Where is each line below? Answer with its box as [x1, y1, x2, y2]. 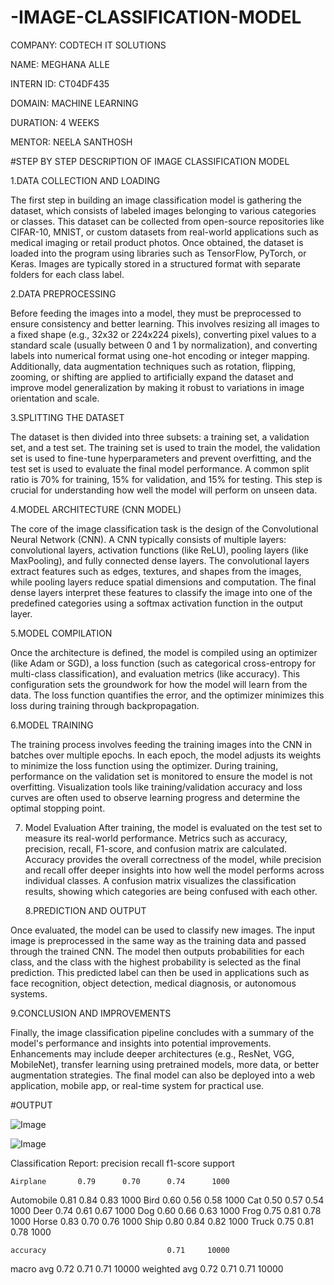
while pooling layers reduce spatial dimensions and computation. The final [10, 576, 317, 588]
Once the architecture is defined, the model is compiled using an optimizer [10, 646, 318, 658]
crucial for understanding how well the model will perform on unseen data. [10, 484, 318, 496]
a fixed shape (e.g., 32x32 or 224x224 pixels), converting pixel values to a [10, 328, 317, 340]
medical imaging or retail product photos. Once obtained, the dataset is [10, 236, 304, 248]
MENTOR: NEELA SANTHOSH [10, 136, 133, 148]
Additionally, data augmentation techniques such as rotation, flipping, [10, 360, 297, 372]
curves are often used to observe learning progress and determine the [10, 791, 301, 803]
